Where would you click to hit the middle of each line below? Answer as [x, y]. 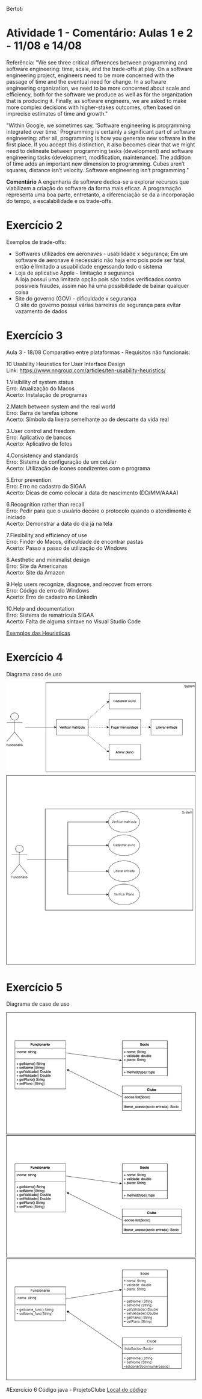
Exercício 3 [35, 336]
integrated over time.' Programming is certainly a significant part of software [101, 131]
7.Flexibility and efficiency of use [47, 535]
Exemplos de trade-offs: [36, 242]
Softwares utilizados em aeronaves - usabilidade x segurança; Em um [101, 254]
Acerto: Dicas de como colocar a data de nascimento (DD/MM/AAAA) [92, 493]
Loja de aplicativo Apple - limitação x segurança [75, 273]
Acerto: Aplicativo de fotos [39, 444]
